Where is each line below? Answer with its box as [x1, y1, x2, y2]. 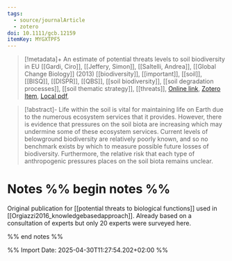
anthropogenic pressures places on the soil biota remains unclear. [24, 157, 213, 165]
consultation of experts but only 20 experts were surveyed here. [7, 219, 192, 228]
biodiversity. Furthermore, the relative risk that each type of [24, 150, 195, 158]
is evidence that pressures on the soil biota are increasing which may [24, 120, 222, 128]
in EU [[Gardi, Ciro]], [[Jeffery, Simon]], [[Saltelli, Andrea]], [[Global [24, 62, 217, 71]
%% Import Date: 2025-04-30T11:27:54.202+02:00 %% [7, 246, 169, 254]
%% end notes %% [7, 233, 64, 241]
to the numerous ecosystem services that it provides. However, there [24, 112, 222, 121]
